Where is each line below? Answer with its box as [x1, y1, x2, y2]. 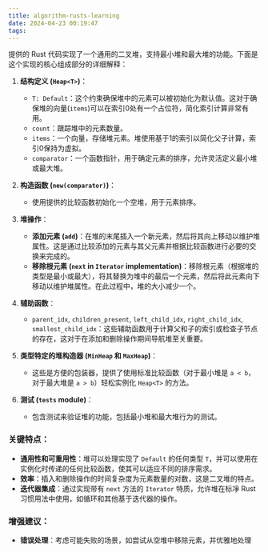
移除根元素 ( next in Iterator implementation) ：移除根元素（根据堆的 [31, 262, 259, 271]
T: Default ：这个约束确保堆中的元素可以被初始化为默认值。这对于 [31, 94, 250, 103]
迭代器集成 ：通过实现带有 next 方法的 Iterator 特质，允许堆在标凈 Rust [19, 483, 256, 493]
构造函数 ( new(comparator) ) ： [19, 181, 117, 190]
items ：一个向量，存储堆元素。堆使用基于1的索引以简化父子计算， [31, 134, 250, 143]
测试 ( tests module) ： [19, 395, 94, 405]
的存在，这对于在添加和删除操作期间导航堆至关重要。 [31, 334, 208, 344]
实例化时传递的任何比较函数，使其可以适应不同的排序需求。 [19, 463, 217, 473]
